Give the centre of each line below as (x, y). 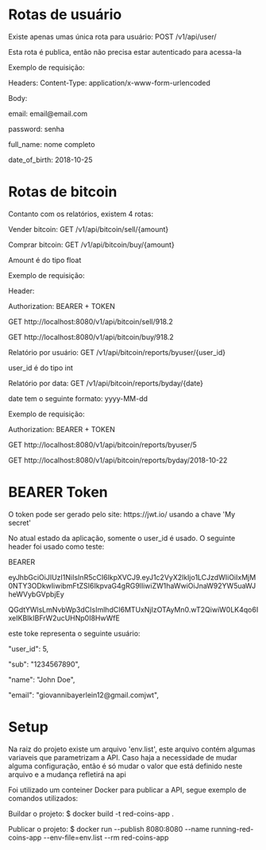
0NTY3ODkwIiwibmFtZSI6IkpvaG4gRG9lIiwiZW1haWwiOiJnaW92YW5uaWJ (132, 585)
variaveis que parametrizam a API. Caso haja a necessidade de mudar (123, 757)
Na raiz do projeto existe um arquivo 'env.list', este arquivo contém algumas (132, 749)
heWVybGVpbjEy (37, 594)
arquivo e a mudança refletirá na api (67, 774)
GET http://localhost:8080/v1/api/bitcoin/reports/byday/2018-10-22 (118, 460)
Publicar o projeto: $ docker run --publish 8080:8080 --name (109, 829)
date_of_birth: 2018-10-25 (50, 160)
